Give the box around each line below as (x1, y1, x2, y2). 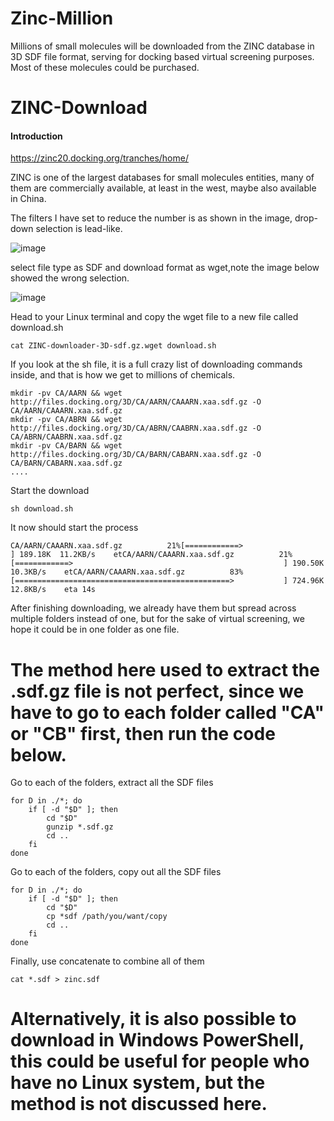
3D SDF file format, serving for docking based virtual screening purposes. (10, 50, 315, 62)
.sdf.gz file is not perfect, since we (10, 680, 305, 702)
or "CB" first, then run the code (10, 722, 276, 745)
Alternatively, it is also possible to (10, 1008, 297, 1031)
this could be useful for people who (10, 1050, 310, 1073)
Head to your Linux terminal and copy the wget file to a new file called (10, 311, 299, 323)
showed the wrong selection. (10, 272, 130, 284)
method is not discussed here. (10, 1093, 268, 1116)
